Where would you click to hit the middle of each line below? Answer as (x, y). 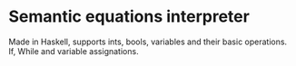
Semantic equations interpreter (129, 17)
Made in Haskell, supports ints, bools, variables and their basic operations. (148, 42)
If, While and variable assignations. (74, 51)
